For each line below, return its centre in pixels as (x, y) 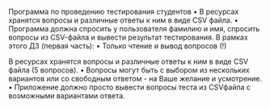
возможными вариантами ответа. (67, 96)
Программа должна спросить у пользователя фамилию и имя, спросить (134, 29)
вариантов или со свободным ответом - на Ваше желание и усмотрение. (135, 79)
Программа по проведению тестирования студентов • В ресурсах (124, 12)
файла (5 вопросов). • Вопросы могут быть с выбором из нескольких (129, 70)
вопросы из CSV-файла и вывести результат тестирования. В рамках (128, 37)
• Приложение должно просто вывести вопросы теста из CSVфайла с (130, 87)
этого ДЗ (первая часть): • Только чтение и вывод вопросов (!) (118, 46)
